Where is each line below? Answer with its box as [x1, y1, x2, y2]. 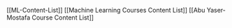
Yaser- [206, 6, 226, 14]
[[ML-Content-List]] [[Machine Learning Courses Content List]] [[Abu [6, 6, 205, 14]
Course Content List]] [31, 13, 94, 22]
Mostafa [6, 13, 31, 22]
